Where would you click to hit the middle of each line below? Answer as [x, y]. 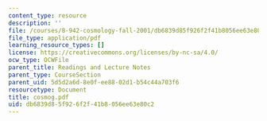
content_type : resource [48, 16]
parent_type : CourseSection [55, 75]
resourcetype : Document [48, 90]
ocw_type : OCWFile [39, 60]
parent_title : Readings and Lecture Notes [79, 68]
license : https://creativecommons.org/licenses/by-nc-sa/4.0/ [113, 53]
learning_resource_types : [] [56, 45]
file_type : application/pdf [55, 38]
